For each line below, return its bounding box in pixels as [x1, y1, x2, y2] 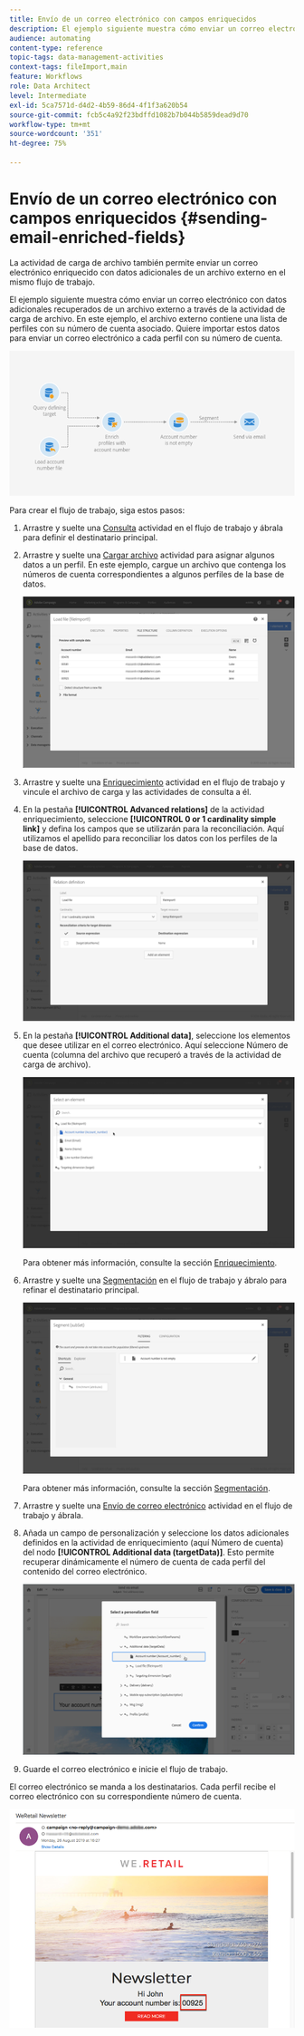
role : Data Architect [9, 82, 91, 91]
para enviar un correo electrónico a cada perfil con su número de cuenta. [9, 332, 283, 344]
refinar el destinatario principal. [22, 1284, 140, 1295]
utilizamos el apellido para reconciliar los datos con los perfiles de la [22, 833, 278, 844]
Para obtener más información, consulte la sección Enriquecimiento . [22, 1256, 278, 1268]
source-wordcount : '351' [9, 130, 103, 139]
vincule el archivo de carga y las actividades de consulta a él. [22, 787, 252, 798]
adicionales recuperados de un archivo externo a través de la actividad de [9, 304, 286, 315]
